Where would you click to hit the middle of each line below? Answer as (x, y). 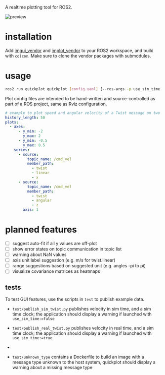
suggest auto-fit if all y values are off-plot (55, 243)
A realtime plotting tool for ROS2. (39, 7)
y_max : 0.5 (34, 145)
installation (29, 37)
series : (22, 150)
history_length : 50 (25, 118)
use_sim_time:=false (33, 319)
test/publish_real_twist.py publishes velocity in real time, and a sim (83, 328)
